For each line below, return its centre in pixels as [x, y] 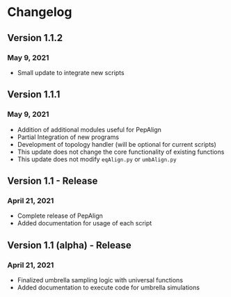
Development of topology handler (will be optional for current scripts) [117, 144]
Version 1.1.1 [34, 95]
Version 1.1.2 [35, 38]
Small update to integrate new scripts [71, 72]
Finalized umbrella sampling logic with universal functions [100, 280]
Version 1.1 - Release [53, 180]
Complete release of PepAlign [60, 216]
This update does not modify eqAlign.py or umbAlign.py [97, 159]
